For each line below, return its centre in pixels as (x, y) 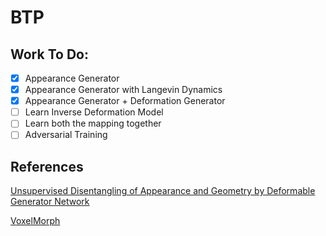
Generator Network (50, 202)
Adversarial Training (66, 135)
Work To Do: (49, 54)
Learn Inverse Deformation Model (94, 112)
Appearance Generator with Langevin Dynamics (123, 90)
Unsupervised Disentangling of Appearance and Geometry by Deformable (163, 191)
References (47, 166)
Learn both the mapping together (93, 123)
